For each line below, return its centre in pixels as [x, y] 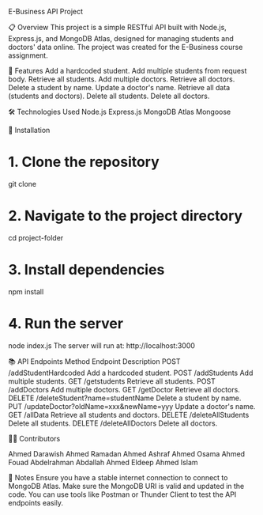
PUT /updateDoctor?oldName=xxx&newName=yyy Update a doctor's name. [132, 406]
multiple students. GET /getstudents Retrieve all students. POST [112, 381]
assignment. [28, 55]
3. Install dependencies [86, 270]
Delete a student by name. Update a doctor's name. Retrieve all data [119, 87]
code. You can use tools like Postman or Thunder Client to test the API [122, 494]
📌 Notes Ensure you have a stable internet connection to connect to [118, 477]
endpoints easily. [36, 502]
